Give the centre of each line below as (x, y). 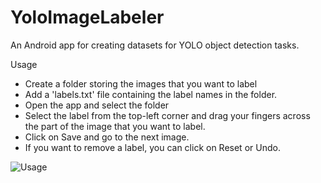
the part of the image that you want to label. (115, 126)
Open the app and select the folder (97, 105)
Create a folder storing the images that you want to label (141, 83)
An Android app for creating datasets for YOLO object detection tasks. (155, 45)
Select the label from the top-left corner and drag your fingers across (167, 115)
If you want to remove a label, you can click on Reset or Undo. (152, 147)
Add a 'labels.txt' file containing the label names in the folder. (151, 94)
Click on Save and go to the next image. (107, 137)
